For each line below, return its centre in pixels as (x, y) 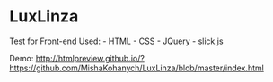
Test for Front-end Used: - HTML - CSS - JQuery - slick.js (116, 41)
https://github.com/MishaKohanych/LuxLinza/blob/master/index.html (137, 68)
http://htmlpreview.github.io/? (90, 58)
